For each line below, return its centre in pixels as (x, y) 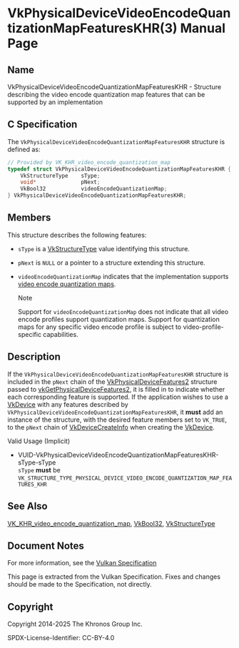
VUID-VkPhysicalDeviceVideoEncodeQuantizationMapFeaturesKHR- (118, 455)
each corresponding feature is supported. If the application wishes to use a (118, 397)
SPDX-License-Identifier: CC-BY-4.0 (61, 638)
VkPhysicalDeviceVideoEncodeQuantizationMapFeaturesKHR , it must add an (115, 412)
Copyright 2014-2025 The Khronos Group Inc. (75, 624)
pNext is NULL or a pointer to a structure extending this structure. (111, 263)
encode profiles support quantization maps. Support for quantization (118, 319)
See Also (27, 506)
